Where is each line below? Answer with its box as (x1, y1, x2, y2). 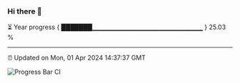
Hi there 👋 (7, 6, 43, 16)
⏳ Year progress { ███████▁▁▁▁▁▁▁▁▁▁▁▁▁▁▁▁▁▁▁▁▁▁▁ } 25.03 (7, 23, 226, 31)
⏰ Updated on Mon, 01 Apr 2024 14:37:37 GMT (7, 53, 146, 62)
